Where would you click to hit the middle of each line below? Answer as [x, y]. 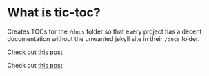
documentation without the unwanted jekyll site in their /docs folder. [103, 38]
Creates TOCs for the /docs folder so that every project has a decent [104, 31]
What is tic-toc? [54, 13]
